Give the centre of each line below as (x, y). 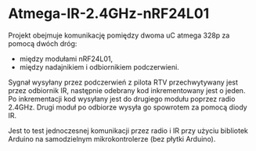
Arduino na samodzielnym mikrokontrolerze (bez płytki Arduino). (112, 138)
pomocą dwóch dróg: (43, 43)
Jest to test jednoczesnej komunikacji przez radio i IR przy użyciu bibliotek (128, 131)
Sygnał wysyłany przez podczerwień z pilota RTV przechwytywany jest (123, 82)
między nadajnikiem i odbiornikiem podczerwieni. (99, 67)
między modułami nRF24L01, (66, 59)
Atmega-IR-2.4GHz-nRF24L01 (109, 14)
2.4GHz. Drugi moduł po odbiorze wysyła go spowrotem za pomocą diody (128, 107)
